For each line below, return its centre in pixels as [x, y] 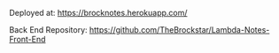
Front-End [27, 39]
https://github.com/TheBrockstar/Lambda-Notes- [179, 30]
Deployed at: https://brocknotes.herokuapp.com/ [98, 13]
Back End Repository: [48, 30]
